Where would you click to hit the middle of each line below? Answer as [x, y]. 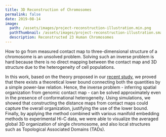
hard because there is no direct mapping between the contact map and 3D [81, 62]
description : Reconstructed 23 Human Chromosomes [62, 38]
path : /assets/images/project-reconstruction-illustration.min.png [81, 28]
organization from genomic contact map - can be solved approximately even [83, 92]
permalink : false [23, 14]
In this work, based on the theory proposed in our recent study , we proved [81, 77]
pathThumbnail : [25, 33]
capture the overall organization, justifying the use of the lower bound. [77, 108]
